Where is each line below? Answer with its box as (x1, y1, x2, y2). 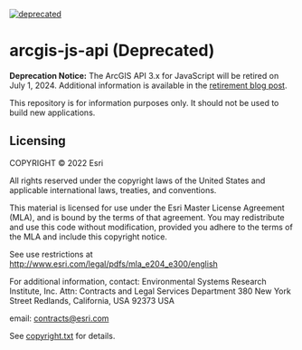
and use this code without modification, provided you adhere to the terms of (9, 221, 294, 232)
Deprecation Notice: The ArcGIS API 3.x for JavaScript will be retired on (9, 70, 279, 81)
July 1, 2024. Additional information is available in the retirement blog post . (9, 80, 288, 91)
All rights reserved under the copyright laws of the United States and (9, 175, 266, 186)
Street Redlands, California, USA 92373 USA (9, 295, 175, 306)
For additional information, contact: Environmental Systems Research (9, 276, 267, 287)
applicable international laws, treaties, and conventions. (9, 184, 217, 195)
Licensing (9, 133, 66, 149)
